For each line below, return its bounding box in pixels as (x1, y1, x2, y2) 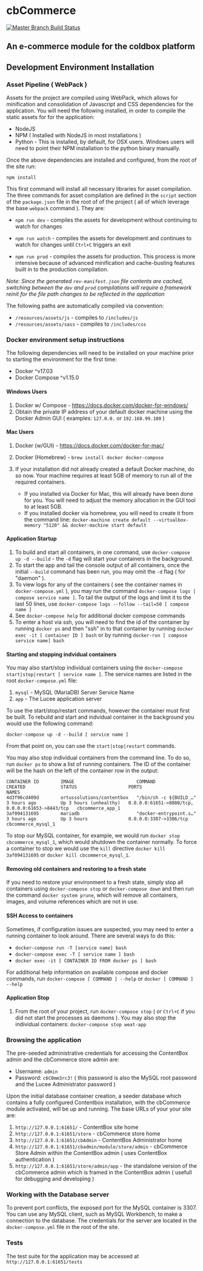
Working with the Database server (6, 1190, 110, 1199)
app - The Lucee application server (15, 695, 102, 702)
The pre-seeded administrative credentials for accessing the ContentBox (6, 1049, 188, 1057)
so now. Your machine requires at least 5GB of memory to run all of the (15, 471, 192, 479)
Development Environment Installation (6, 62, 155, 72)
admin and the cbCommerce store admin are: (6, 1056, 119, 1063)
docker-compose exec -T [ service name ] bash (15, 951, 135, 958)
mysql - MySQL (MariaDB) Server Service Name (15, 689, 135, 696)
